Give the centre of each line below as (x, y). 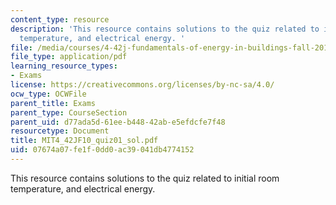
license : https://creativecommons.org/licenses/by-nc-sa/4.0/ (142, 85)
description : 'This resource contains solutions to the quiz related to (165, 29)
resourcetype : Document (60, 131)
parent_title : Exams (53, 103)
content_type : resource (60, 19)
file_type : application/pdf (69, 57)
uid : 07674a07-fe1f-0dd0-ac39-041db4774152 (102, 150)
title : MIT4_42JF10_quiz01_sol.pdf (84, 141)
